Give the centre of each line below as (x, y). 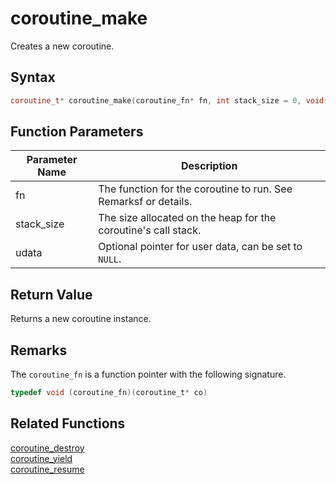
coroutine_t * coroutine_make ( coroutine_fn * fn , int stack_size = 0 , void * (169, 100)
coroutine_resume (47, 469)
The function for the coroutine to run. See (195, 189)
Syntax (33, 77)
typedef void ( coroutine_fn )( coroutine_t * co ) (109, 393)
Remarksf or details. (145, 202)
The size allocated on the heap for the (187, 218)
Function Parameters (77, 132)
